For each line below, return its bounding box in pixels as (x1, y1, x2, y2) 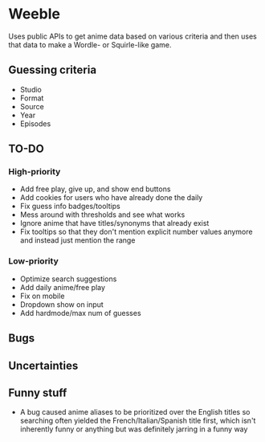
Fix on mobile (19, 291, 65, 301)
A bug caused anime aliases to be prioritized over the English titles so (19, 407, 251, 417)
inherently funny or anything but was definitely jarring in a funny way (19, 424, 248, 434)
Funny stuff (8, 386, 67, 399)
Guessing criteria (8, 63, 97, 77)
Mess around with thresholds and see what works (19, 210, 185, 219)
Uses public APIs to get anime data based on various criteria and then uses (8, 31, 257, 41)
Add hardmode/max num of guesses (19, 308, 142, 317)
